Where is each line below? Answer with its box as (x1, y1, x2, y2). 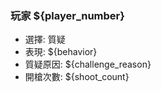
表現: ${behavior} (24, 46, 98, 58)
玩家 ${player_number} (10, 8, 125, 22)
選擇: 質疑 (24, 33, 66, 46)
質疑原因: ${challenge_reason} (24, 58, 152, 71)
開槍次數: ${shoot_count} (24, 71, 130, 83)
